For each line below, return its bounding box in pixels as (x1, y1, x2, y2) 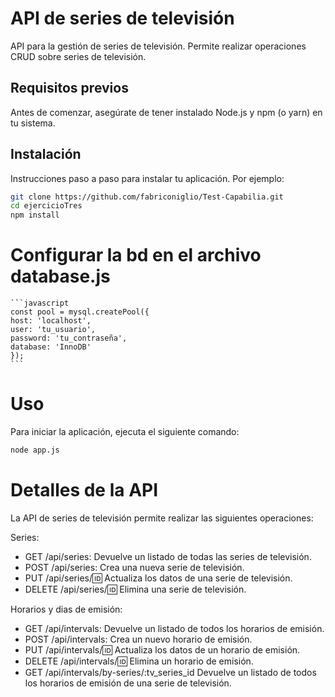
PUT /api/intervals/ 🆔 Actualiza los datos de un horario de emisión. (24, 643, 301, 656)
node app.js (10, 445, 60, 456)
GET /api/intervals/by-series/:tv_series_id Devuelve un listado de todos (24, 666, 317, 678)
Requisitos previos (10, 80, 129, 97)
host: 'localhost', (10, 316, 92, 326)
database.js (10, 265, 111, 288)
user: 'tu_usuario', (10, 325, 97, 335)
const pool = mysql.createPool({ (10, 307, 150, 317)
